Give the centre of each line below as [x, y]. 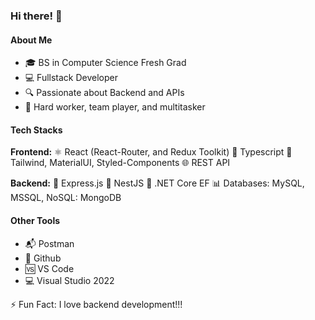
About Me [31, 40]
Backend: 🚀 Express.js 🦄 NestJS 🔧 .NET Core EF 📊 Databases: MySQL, [157, 183]
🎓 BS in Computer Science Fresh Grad [105, 63]
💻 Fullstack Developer [71, 78]
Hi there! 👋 [36, 16]
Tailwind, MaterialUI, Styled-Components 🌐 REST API [120, 163]
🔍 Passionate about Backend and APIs [104, 93]
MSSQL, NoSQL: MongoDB [66, 198]
